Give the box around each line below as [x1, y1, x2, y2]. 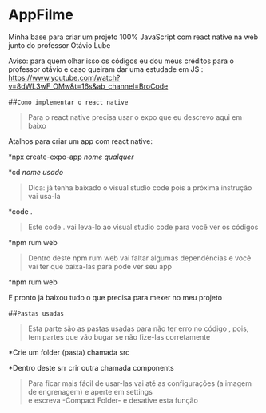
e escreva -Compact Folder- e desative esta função [27, 395, 198, 405]
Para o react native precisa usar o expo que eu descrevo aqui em [27, 112, 243, 121]
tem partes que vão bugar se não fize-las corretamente [27, 332, 211, 341]
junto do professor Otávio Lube [8, 40, 111, 50]
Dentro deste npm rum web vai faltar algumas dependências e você [27, 253, 252, 263]
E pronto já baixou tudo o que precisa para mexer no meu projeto [8, 292, 222, 302]
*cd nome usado [8, 167, 64, 177]
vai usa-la [27, 191, 62, 201]
